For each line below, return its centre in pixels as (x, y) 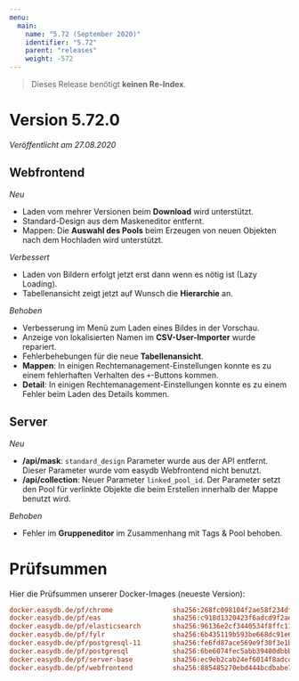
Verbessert (30, 257)
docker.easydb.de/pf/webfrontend (71, 668)
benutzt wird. (46, 499)
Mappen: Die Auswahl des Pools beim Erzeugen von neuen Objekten (149, 230)
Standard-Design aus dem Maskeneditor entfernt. (113, 221)
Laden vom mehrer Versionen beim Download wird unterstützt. (137, 211)
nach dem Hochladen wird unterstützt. (93, 239)
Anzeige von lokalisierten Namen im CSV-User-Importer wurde (139, 337)
